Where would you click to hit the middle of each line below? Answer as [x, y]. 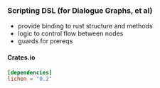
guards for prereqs [45, 41]
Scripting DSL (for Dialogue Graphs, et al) [80, 11]
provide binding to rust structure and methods [85, 26]
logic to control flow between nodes [70, 33]
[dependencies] [30, 72]
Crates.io [21, 57]
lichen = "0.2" [30, 79]
